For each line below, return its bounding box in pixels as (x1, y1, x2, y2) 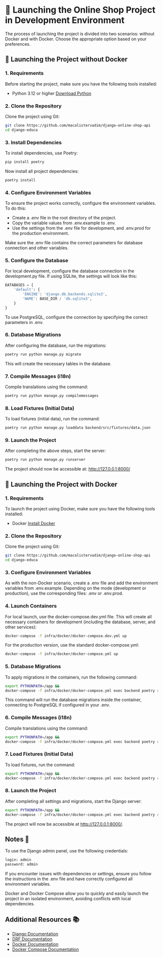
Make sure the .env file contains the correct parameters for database (5, 240, 143, 246)
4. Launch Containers (5, 603, 57, 610)
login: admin (5, 857, 32, 863)
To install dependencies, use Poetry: (5, 150, 78, 156)
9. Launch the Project (5, 437, 57, 443)
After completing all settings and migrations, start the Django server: (5, 798, 142, 804)
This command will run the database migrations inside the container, (5, 697, 142, 703)
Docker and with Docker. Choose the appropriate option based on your (5, 36, 147, 42)
